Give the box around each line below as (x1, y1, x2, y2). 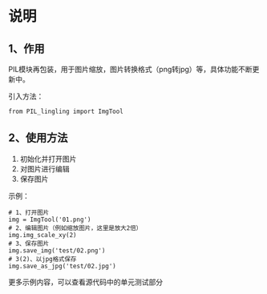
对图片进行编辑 (19, 163, 70, 173)
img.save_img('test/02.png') (8, 246, 106, 255)
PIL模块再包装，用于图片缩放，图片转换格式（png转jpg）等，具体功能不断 (8, 65, 253, 74)
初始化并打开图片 (19, 154, 77, 163)
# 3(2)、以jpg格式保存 (8, 255, 77, 263)
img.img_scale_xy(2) (8, 231, 78, 239)
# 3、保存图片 (8, 240, 50, 248)
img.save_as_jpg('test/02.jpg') (8, 262, 116, 270)
